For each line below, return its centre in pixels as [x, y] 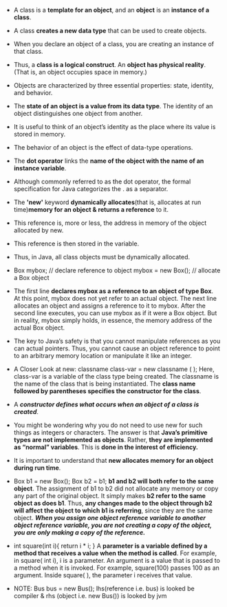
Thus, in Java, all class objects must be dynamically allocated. [102, 257]
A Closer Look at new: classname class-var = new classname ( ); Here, [114, 369]
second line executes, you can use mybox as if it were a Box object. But [115, 313]
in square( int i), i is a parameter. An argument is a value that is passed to [117, 560]
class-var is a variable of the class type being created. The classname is [116, 376]
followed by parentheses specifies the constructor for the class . [107, 391]
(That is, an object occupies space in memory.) [80, 72]
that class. [28, 51]
